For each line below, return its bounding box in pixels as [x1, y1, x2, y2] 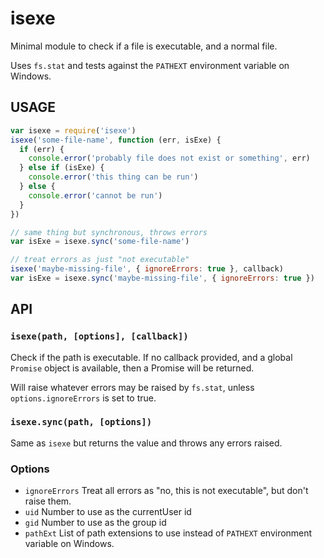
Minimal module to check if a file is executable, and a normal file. [10, 40, 278, 52]
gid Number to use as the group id [24, 517, 167, 529]
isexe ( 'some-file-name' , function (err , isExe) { [10, 135, 222, 145]
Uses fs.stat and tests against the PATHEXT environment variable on [10, 59, 290, 71]
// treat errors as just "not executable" [10, 255, 190, 265]
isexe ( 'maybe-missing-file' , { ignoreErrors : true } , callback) [10, 264, 284, 274]
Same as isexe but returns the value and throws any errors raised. [10, 437, 283, 449]
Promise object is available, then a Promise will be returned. [10, 362, 255, 374]
